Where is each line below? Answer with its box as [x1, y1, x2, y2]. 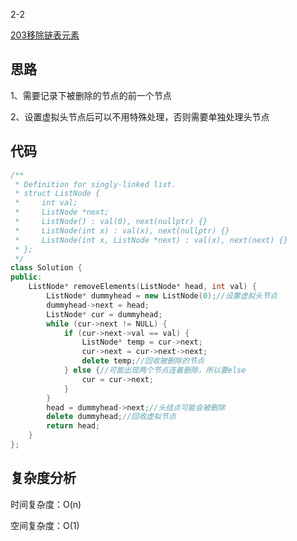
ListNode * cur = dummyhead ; [46, 309, 163, 319]
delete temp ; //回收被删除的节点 [81, 356, 205, 366]
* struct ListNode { [14, 189, 101, 199]
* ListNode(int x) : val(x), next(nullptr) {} [14, 225, 230, 236]
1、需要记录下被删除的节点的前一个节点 [10, 89, 172, 101]
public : [10, 272, 43, 283]
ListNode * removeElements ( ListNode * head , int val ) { [28, 282, 257, 292]
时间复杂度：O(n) [10, 498, 82, 510]
